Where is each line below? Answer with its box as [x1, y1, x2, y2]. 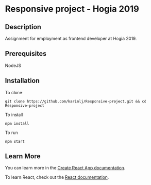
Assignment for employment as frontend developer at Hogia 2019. [5, 35, 137, 41]
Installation [5, 77, 40, 85]
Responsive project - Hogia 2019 [5, 3, 139, 15]
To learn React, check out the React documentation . [5, 174, 109, 180]
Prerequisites [5, 50, 47, 58]
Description [5, 23, 41, 31]
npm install [5, 121, 29, 126]
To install [5, 112, 23, 118]
